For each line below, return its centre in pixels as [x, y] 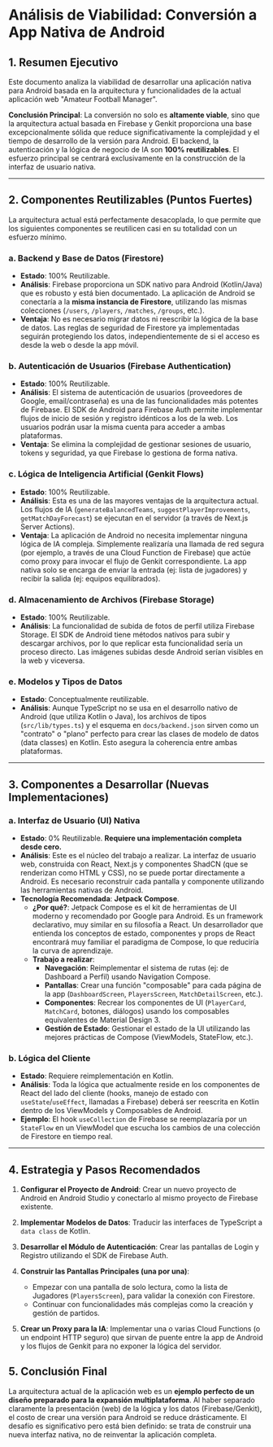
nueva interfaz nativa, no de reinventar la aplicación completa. [113, 1434]
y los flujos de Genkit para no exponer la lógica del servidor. [121, 1346]
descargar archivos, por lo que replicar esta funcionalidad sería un [132, 643]
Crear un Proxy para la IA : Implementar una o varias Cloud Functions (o [140, 1329]
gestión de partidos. [66, 1313]
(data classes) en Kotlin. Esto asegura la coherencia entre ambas [129, 743]
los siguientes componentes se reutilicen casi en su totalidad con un [123, 228]
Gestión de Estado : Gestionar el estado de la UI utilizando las [147, 1028]
